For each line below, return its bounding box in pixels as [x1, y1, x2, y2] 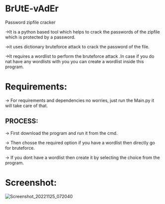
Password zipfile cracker [5, 19, 56, 25]
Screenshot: [5, 177, 57, 188]
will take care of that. [5, 102, 48, 109]
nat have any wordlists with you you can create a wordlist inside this [5, 58, 144, 64]
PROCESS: [5, 117, 39, 125]
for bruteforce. [5, 145, 35, 151]
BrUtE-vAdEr [5, 3, 59, 14]
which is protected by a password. [5, 34, 76, 40]
